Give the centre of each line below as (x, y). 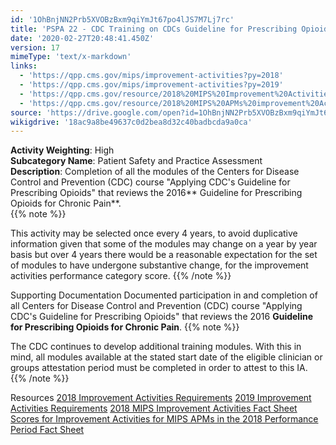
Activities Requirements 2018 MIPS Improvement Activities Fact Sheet (154, 408)
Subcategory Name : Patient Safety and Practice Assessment (136, 161)
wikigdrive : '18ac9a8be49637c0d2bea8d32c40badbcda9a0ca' (131, 122)
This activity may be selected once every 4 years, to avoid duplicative (154, 233)
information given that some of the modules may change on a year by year (164, 244)
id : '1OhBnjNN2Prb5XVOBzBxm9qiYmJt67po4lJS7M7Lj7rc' (122, 19)
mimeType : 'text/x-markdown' (71, 57)
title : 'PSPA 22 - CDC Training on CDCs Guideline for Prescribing (154, 29)
